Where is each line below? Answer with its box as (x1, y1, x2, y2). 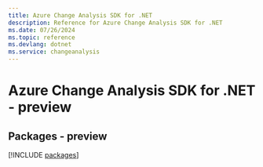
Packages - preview (8, 129, 108, 143)
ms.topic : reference (8, 33, 76, 42)
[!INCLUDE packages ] (8, 151, 79, 159)
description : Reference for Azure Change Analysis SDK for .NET (8, 19, 223, 27)
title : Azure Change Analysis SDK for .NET (8, 11, 153, 20)
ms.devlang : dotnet (8, 41, 72, 49)
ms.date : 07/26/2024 (8, 26, 76, 34)
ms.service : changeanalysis (8, 48, 100, 56)
